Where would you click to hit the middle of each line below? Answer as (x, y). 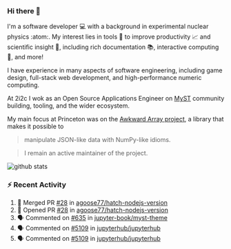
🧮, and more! (25, 57)
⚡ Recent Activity (37, 185)
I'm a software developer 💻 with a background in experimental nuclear (108, 26)
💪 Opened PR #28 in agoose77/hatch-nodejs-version (93, 210)
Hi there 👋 (24, 11)
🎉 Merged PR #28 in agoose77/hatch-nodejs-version (92, 202)
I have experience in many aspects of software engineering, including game (115, 70)
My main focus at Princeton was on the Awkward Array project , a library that (115, 119)
